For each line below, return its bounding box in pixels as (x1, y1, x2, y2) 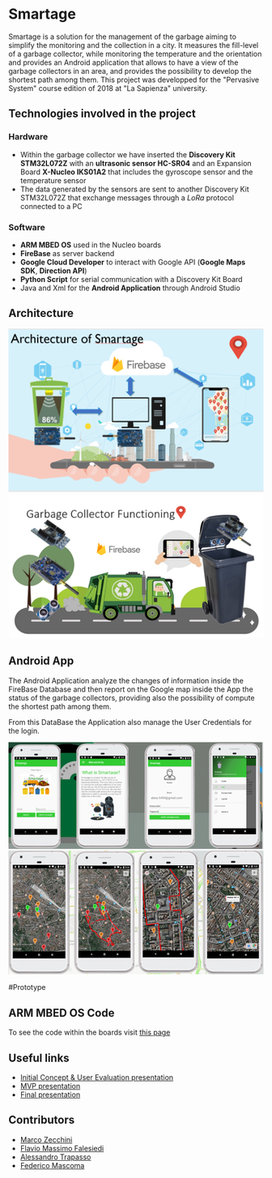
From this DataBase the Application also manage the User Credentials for (8, 717, 253, 726)
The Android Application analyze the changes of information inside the (8, 675, 244, 685)
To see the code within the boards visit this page (8, 1027, 171, 1038)
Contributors (8, 1113, 75, 1127)
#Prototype (8, 983, 46, 992)
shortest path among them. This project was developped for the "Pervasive (8, 75, 260, 84)
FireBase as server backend (19, 248, 115, 258)
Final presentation (19, 1090, 81, 1099)
